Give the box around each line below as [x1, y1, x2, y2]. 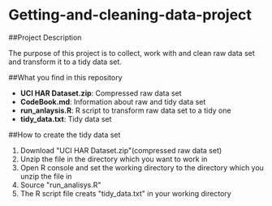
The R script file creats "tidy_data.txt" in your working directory [19, 188, 231, 198]
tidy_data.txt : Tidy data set [19, 114, 112, 123]
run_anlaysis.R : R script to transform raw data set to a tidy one [19, 105, 231, 115]
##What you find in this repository [8, 72, 123, 82]
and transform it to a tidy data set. [8, 57, 122, 67]
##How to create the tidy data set [8, 130, 121, 139]
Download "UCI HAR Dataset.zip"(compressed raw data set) [19, 145, 222, 155]
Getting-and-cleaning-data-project [8, 6, 252, 24]
